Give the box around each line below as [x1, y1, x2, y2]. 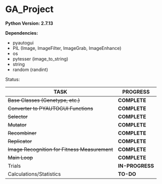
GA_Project [5, 4, 54, 15]
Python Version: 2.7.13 [5, 20, 53, 26]
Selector [8, 113, 28, 120]
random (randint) [12, 67, 48, 73]
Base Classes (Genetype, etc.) [8, 97, 80, 104]
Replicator [8, 138, 32, 145]
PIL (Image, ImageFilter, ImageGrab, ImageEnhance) [12, 45, 121, 51]
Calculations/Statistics [8, 170, 61, 177]
